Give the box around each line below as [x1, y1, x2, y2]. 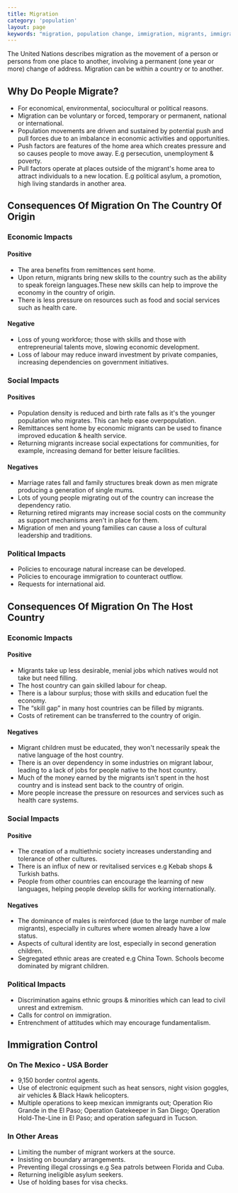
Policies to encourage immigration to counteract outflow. [17, 572, 183, 581]
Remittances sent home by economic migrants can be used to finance [17, 423, 222, 432]
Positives [7, 393, 35, 401]
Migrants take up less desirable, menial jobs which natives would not [17, 666, 218, 674]
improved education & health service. [17, 431, 127, 439]
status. [17, 931, 38, 940]
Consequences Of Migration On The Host [7, 600, 193, 612]
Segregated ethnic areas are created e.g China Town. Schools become [17, 954, 225, 963]
